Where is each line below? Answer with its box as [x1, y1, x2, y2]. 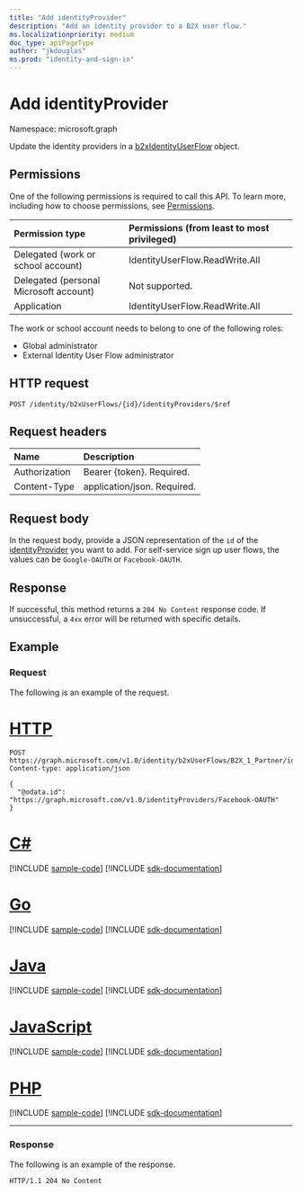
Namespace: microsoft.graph [9, 123, 118, 134]
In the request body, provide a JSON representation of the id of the [9, 535, 259, 546]
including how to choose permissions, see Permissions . [9, 200, 216, 211]
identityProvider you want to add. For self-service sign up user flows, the [9, 545, 280, 556]
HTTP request [9, 376, 90, 391]
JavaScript [9, 1017, 93, 1037]
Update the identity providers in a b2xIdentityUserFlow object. [9, 140, 240, 151]
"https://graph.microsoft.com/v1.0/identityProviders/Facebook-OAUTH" [9, 795, 280, 805]
